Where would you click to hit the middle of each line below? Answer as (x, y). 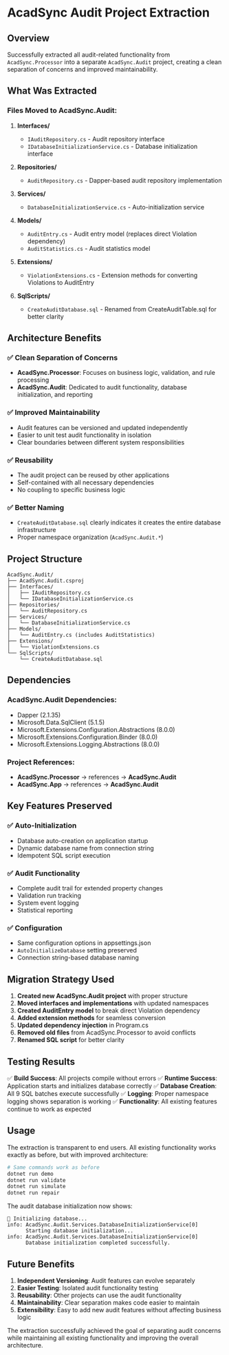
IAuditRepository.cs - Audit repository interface (96, 139)
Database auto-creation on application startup (83, 840)
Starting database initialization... (79, 1231)
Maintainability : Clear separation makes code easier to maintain (108, 1302)
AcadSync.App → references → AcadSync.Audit (88, 784)
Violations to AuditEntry (61, 282)
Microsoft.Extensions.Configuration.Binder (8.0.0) (87, 737)
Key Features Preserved (59, 806)
